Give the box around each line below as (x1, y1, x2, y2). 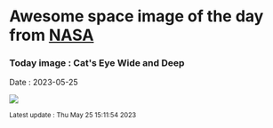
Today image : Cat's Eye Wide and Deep (9, 57, 185, 69)
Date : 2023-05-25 (9, 77, 78, 88)
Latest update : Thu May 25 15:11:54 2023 (9, 111, 136, 120)
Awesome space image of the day (9, 6, 264, 27)
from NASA (9, 25, 94, 45)
